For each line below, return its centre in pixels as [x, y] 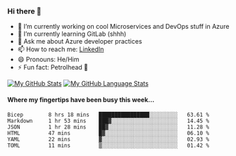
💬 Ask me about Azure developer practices [80, 41]
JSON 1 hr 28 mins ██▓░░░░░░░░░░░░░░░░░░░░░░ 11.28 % [108, 127]
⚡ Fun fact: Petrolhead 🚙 [53, 67]
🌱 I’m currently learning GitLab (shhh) [72, 34]
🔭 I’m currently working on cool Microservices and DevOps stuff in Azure [123, 27]
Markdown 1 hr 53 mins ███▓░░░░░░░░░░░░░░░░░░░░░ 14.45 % [108, 121]
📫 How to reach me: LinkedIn [61, 49]
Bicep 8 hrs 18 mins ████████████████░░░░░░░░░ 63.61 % [108, 115]
